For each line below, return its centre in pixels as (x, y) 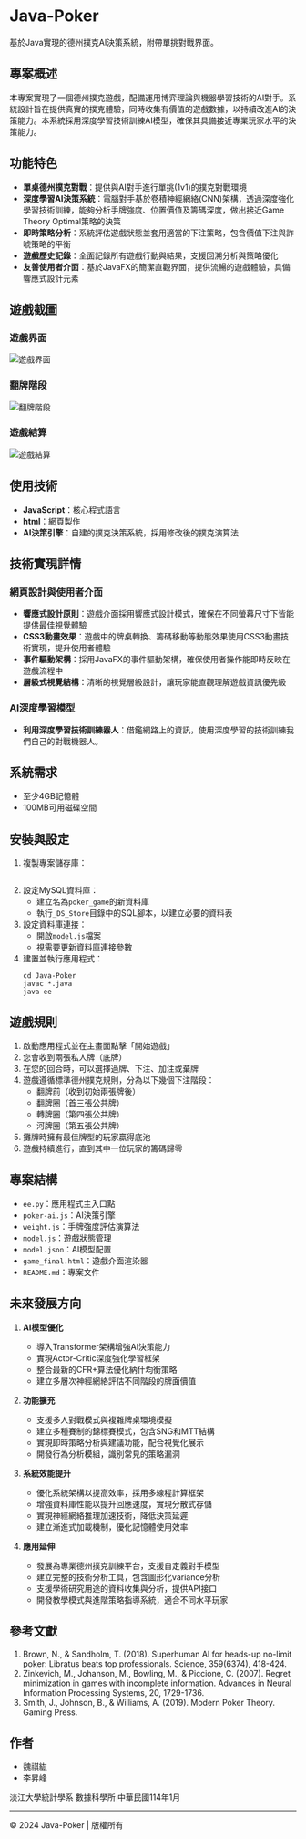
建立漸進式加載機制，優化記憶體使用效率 (112, 1527)
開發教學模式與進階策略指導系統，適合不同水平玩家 (132, 1600)
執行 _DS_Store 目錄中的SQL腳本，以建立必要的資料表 (134, 913)
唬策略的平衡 (46, 244)
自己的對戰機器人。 (66, 741)
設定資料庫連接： (55, 925)
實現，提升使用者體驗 (71, 648)
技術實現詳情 (46, 564)
